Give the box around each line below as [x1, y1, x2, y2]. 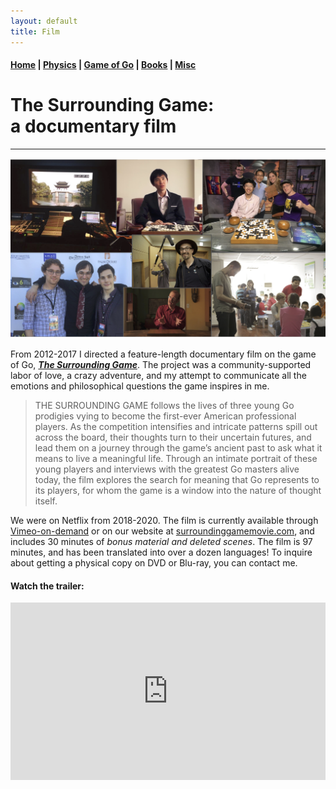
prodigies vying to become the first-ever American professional [34, 410, 297, 422]
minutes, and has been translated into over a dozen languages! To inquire [10, 546, 313, 558]
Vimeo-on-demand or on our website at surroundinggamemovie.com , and [10, 525, 315, 537]
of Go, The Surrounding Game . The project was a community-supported [10, 358, 312, 370]
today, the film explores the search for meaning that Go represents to [34, 473, 320, 485]
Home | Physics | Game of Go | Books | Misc [10, 59, 197, 71]
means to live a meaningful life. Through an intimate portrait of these [34, 452, 318, 464]
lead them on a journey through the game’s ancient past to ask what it [34, 441, 323, 454]
